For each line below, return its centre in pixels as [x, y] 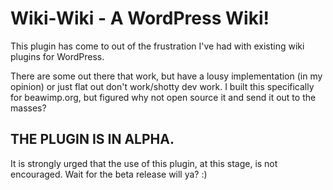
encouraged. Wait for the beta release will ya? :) [109, 174]
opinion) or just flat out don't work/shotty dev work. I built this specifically [162, 86]
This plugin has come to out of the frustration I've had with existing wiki [157, 46]
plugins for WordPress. [57, 56]
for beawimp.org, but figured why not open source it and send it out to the [163, 97]
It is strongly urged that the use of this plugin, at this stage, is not [144, 163]
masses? [28, 108]
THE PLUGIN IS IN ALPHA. [92, 139]
